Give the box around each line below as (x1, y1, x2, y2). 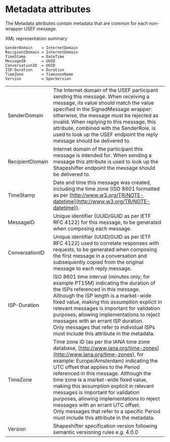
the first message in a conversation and (53, 252, 147, 259)
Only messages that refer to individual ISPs (53, 324, 155, 331)
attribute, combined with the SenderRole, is (53, 124, 156, 131)
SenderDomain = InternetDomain (5, 45, 78, 50)
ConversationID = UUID (5, 63, 56, 68)
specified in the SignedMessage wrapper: (53, 105, 153, 112)
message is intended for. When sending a (53, 152, 152, 159)
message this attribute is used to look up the (53, 158, 158, 165)
